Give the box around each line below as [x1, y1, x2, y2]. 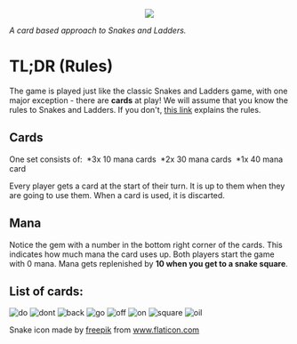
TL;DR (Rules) [9, 56, 114, 76]
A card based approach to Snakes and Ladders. [9, 25, 187, 36]
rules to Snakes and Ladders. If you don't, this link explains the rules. [9, 104, 261, 115]
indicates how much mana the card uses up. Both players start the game [9, 249, 275, 260]
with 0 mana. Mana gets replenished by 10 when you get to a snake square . [9, 258, 289, 268]
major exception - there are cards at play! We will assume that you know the [9, 94, 289, 106]
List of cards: [9, 284, 84, 299]
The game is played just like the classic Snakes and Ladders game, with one [9, 85, 288, 96]
